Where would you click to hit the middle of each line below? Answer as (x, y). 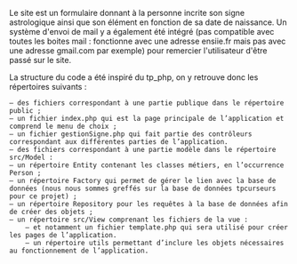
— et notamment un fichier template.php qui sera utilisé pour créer (157, 228)
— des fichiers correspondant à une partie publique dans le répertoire (147, 103)
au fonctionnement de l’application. (79, 251)
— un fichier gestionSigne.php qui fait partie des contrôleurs (131, 134)
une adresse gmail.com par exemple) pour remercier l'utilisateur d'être (139, 51)
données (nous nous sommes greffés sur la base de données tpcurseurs (143, 188)
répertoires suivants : (48, 87)
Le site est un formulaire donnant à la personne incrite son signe (127, 13)
